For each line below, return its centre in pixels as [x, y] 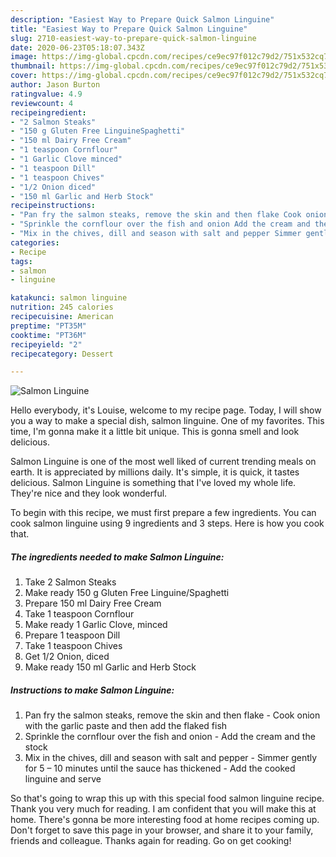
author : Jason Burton [55, 85]
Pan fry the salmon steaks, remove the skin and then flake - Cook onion [172, 715]
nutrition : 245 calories [62, 307]
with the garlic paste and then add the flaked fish [126, 726]
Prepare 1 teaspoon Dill [72, 635]
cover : [24, 76]
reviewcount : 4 [42, 103]
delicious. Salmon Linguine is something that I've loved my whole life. [153, 483]
